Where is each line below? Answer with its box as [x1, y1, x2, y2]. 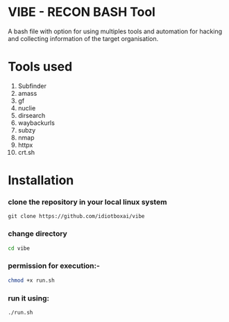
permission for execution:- [8, 261, 100, 271]
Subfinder [17, 81, 47, 90]
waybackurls [17, 119, 55, 127]
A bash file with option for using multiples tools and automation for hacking [8, 27, 223, 35]
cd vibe [8, 244, 31, 252]
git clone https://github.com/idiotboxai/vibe [8, 213, 145, 220]
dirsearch [17, 111, 46, 119]
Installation [8, 173, 74, 188]
